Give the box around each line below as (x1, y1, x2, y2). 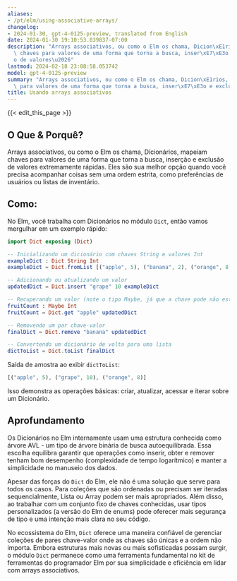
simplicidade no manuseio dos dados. (7, 463, 118, 472)
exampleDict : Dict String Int (7, 257, 99, 265)
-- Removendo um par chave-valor (7, 322, 106, 329)
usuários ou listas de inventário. (7, 177, 100, 186)
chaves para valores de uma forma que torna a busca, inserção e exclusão (7, 155, 224, 163)
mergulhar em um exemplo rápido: (7, 224, 107, 233)
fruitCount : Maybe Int (7, 302, 78, 309)
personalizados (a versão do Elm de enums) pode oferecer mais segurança (7, 507, 226, 515)
